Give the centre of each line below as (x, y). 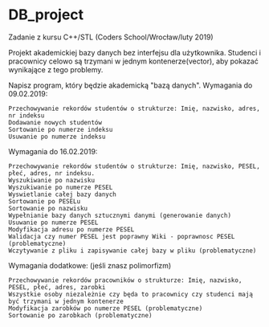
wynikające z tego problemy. (56, 69)
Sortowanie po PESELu (45, 201)
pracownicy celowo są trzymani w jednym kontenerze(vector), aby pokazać (133, 61)
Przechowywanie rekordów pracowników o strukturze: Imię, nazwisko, (125, 280)
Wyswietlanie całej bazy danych (62, 194)
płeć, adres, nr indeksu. (51, 173)
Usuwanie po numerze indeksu (57, 137)
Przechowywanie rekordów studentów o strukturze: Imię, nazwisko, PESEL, (134, 166)
